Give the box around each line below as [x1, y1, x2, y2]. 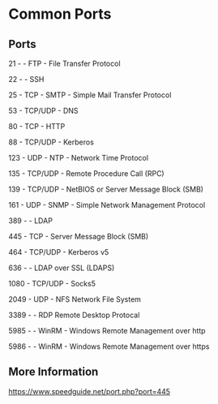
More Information [8, 365, 99, 379]
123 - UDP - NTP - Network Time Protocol [8, 153, 148, 162]
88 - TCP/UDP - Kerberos [8, 137, 95, 147]
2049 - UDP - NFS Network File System [8, 294, 142, 304]
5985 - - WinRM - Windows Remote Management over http [8, 326, 206, 335]
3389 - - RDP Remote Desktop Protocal [8, 310, 140, 320]
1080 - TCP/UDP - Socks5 [8, 279, 96, 288]
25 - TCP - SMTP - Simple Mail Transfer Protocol [8, 90, 172, 100]
